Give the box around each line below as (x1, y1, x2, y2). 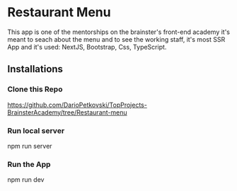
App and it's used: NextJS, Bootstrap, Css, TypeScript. (7, 42, 167, 51)
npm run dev (7, 175, 45, 184)
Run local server (7, 125, 65, 135)
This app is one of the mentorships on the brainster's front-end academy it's (7, 28, 231, 36)
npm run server (7, 141, 52, 150)
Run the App (7, 159, 51, 169)
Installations (7, 63, 64, 75)
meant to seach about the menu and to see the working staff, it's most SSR (7, 35, 226, 43)
